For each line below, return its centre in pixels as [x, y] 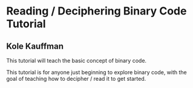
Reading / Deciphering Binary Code [97, 11]
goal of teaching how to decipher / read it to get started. [76, 79]
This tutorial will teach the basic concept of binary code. [77, 61]
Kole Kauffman [35, 46]
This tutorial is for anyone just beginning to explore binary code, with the [97, 72]
